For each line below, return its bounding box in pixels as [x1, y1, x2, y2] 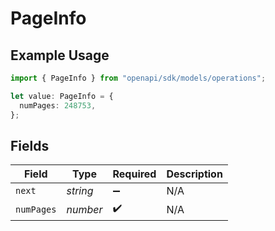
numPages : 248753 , [19, 100, 97, 111]
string [66, 184, 94, 198]
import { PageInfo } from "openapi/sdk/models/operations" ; [10, 73, 267, 83]
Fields [10, 137, 50, 154]
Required [112, 167, 157, 181]
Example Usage [10, 47, 110, 64]
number [66, 202, 103, 216]
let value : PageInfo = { [10, 91, 114, 101]
